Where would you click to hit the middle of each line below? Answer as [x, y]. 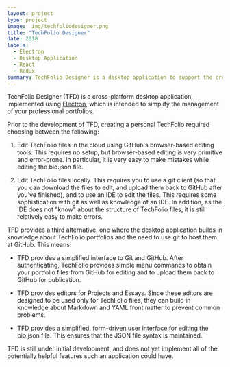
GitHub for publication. [49, 280]
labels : [18, 45]
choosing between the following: [53, 132]
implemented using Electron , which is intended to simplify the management [113, 104]
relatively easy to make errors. [60, 217]
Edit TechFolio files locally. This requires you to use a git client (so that [116, 180]
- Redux [24, 71]
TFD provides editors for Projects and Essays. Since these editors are [115, 293]
